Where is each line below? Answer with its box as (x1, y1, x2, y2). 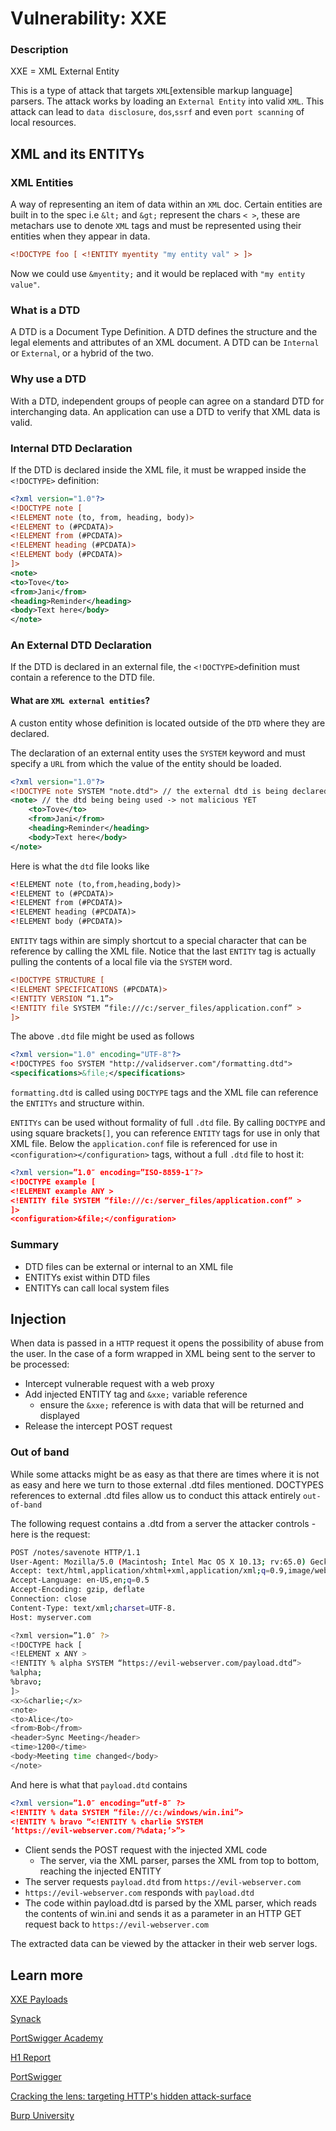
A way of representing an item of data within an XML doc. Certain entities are (10, 198, 323, 211)
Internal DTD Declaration (10, 441, 133, 455)
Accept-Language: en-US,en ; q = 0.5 (10, 1575, 150, 1586)
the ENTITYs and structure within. (10, 1097, 145, 1109)
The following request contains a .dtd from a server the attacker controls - (10, 1517, 317, 1529)
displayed (39, 1410, 80, 1422)
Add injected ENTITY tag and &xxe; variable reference (24, 1388, 248, 1401)
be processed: (10, 1358, 70, 1371)
